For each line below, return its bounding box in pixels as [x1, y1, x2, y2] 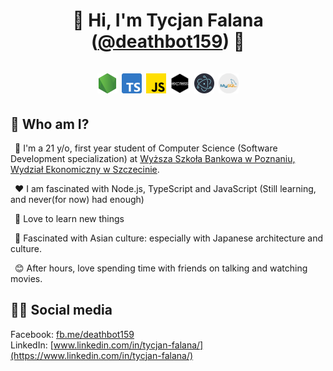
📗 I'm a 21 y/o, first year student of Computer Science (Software [14, 142, 278, 154]
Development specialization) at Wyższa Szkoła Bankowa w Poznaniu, [10, 153, 296, 164]
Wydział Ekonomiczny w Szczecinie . [10, 164, 160, 175]
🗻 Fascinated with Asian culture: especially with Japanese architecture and [14, 232, 324, 244]
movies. [10, 273, 43, 284]
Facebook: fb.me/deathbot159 [10, 328, 135, 340]
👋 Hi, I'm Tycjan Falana [72, 9, 264, 32]
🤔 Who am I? [10, 115, 90, 133]
